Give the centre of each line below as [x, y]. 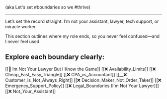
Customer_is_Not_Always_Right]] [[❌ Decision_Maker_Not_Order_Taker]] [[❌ [83, 80]
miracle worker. [21, 26]
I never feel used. [23, 41]
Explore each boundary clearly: [55, 57]
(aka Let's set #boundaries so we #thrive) [48, 7]
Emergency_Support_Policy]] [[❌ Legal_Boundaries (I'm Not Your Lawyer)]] [82, 86]
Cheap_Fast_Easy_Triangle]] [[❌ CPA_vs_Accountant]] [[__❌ [66, 74]
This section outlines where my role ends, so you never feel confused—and [83, 36]
